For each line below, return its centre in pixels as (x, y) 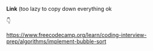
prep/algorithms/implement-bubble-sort (56, 41)
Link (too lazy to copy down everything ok (59, 9)
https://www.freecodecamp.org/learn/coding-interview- (76, 35)
